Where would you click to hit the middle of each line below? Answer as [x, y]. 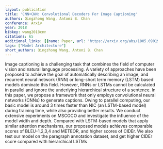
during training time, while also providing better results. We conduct [73, 110]
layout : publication [26, 9]
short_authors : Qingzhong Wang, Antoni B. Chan [54, 50]
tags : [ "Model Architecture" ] [36, 46]
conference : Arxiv [24, 23]
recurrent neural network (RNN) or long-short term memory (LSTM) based [79, 79]
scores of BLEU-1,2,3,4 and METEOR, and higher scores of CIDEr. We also [79, 131]
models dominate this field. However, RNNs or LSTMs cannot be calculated [80, 84]
